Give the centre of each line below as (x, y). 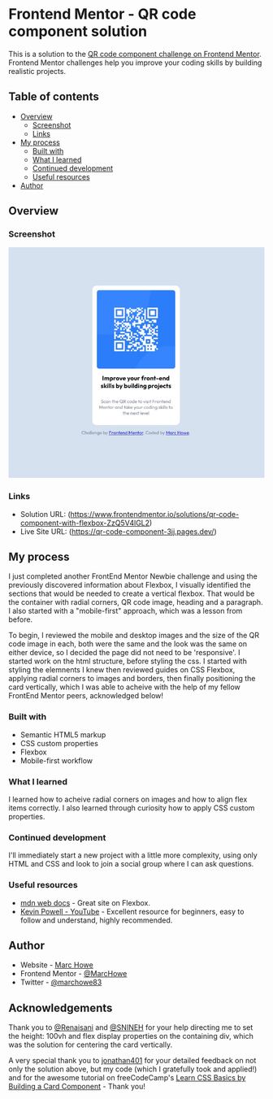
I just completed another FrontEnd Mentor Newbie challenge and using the (133, 576)
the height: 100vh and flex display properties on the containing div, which (131, 1036)
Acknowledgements (61, 1008)
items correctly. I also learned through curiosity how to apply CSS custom (132, 808)
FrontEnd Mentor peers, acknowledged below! (86, 696)
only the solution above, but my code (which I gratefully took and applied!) (133, 1069)
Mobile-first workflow (56, 760)
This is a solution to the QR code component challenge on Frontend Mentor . (135, 54)
